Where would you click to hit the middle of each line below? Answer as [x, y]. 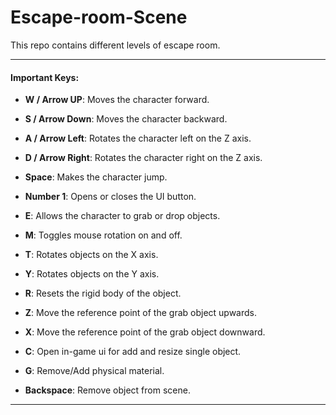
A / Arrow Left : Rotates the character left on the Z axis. [138, 138]
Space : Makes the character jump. [96, 177]
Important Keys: [45, 77]
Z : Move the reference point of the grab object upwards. [141, 313]
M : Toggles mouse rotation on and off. [103, 235]
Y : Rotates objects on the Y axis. [92, 274]
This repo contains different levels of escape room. [115, 45]
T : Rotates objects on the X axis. [91, 255]
